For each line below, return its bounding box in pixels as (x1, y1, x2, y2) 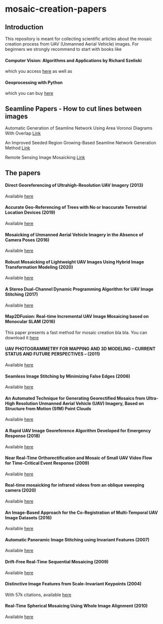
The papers (5, 169, 41, 177)
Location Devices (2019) (5, 209, 55, 216)
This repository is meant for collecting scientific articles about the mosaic (5, 36, 152, 42)
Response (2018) (5, 433, 40, 439)
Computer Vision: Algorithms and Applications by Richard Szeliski (5, 57, 142, 63)
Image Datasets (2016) (5, 514, 52, 520)
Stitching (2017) (5, 291, 38, 297)
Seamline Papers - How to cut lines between (5, 104, 142, 113)
